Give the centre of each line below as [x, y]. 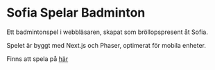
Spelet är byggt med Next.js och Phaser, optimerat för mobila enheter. [106, 45]
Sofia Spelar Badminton [76, 13]
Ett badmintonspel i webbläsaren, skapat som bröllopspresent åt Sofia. [108, 32]
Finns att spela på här [37, 59]
